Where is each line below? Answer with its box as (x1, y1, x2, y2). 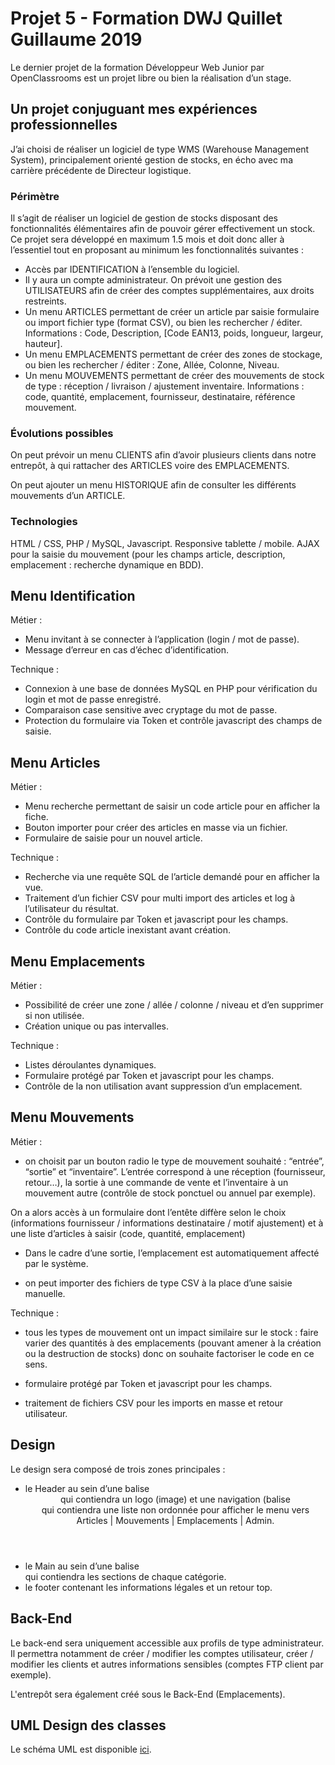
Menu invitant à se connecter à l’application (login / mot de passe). (24, 633, 300, 646)
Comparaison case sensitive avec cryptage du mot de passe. (24, 704, 278, 716)
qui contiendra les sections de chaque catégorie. (24, 1570, 227, 1582)
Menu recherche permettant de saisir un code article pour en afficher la (24, 800, 321, 812)
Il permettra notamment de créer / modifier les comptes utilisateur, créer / (10, 1647, 314, 1659)
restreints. (24, 295, 67, 307)
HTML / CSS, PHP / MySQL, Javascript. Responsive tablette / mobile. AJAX (10, 537, 320, 549)
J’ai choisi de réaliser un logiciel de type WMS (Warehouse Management (10, 143, 310, 155)
